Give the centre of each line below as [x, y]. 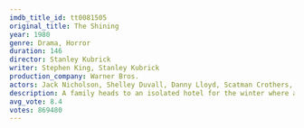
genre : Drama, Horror [50, 43]
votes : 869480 [36, 110]
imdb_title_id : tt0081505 [58, 18]
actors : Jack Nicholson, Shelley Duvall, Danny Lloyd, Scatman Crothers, [152, 85]
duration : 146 [36, 51]
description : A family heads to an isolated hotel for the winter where [149, 93]
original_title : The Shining [64, 26]
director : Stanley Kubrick [60, 59]
